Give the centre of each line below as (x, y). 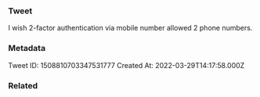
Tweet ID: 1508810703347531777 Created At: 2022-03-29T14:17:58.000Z (126, 65)
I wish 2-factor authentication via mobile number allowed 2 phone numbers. (130, 28)
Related (23, 85)
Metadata (27, 48)
